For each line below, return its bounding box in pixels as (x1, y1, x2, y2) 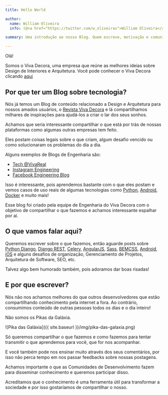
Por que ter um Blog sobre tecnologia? (5, 88, 127, 96)
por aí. (5, 213, 18, 219)
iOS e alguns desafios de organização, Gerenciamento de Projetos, (5, 251, 143, 257)
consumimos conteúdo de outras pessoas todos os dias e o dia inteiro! (5, 304, 151, 311)
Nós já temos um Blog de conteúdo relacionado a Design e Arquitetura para (5, 101, 161, 107)
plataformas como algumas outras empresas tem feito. (5, 126, 118, 133)
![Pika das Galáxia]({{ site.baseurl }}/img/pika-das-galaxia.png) (5, 324, 135, 330)
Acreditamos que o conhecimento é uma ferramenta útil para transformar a (5, 379, 160, 385)
